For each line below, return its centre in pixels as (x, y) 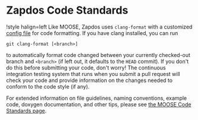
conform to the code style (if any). (48, 86)
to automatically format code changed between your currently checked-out (98, 55)
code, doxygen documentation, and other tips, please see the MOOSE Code (99, 104)
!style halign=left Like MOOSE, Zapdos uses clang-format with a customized (99, 27)
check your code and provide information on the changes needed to (90, 80)
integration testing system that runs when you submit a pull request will (93, 74)
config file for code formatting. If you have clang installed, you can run (92, 33)
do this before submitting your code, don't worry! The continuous (86, 67)
